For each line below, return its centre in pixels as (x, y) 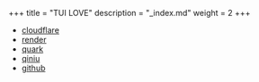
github (33, 68)
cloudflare (40, 30)
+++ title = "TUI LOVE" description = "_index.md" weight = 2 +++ (129, 13)
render (34, 40)
